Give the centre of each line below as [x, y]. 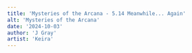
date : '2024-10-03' [35, 26]
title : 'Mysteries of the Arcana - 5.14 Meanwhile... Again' [97, 13]
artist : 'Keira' [30, 39]
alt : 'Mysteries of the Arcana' [53, 20]
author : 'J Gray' [32, 33]
